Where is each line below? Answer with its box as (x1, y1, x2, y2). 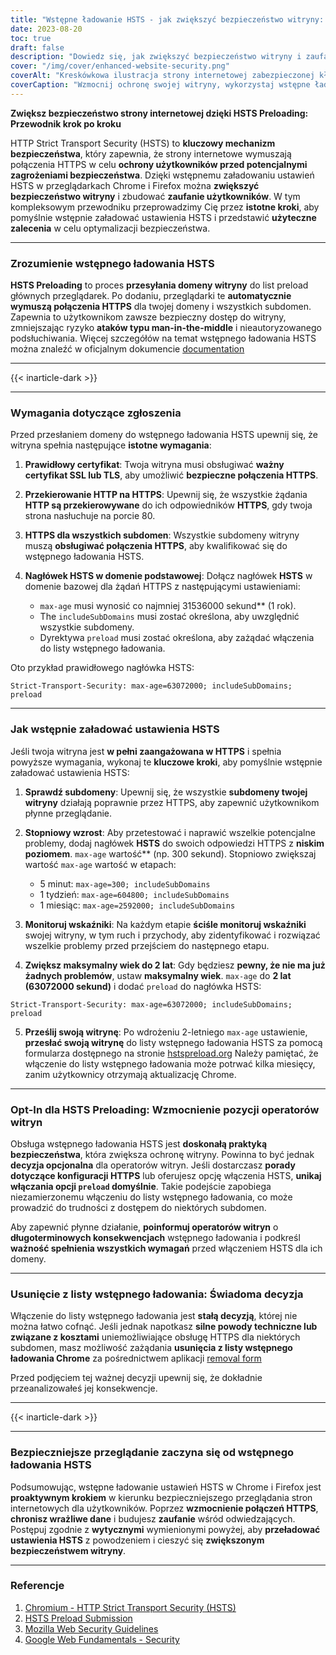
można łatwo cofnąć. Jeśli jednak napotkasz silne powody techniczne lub (10, 1321, 318, 1333)
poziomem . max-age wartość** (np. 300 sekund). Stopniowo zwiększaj (24, 847, 317, 860)
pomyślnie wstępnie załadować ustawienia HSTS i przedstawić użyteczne (10, 211, 317, 223)
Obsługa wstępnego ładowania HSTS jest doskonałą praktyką (10, 1137, 268, 1150)
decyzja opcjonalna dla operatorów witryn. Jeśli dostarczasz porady (10, 1159, 296, 1171)
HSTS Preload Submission (24, 1612, 133, 1624)
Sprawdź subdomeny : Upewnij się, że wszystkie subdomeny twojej (24, 786, 308, 798)
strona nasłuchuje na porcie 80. (24, 510, 156, 522)
